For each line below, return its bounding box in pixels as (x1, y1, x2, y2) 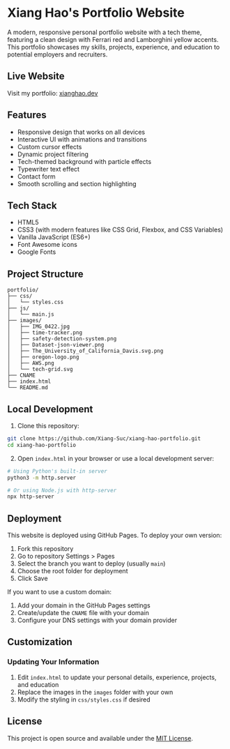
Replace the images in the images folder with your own (17, 688, 174, 696)
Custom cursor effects (17, 142, 82, 151)
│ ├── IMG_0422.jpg (7, 323, 70, 331)
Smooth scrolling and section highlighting (17, 179, 137, 188)
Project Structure (7, 268, 84, 280)
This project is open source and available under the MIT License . (7, 734, 194, 742)
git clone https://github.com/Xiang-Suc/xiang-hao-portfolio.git (7, 435, 201, 442)
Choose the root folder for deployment (17, 567, 128, 575)
